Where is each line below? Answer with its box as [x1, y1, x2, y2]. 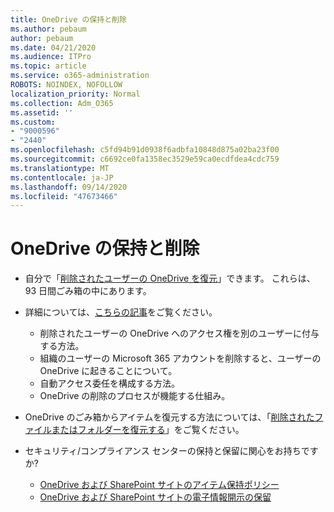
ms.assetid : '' [10, 107, 74, 118]
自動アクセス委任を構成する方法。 [39, 377, 180, 390]
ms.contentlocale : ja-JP [10, 172, 114, 183]
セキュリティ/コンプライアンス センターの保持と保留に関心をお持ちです [24, 445, 319, 457]
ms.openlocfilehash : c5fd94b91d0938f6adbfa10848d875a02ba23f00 [10, 145, 280, 155]
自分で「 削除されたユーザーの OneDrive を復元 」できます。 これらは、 [24, 272, 316, 285]
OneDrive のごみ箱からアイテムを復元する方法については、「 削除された [24, 411, 315, 423]
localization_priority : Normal [10, 89, 141, 99]
